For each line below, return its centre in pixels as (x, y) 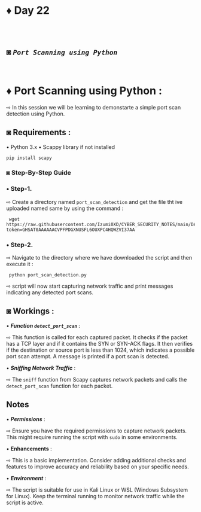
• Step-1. (19, 189)
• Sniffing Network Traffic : (41, 368)
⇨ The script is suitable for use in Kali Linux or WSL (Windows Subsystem (97, 490)
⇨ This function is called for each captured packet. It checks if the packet (97, 337)
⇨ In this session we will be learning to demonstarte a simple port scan (94, 107)
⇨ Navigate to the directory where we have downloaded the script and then (99, 258)
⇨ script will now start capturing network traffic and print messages (90, 286)
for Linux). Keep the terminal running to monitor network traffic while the (95, 496)
